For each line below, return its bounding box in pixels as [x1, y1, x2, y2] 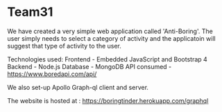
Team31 [7, 4, 53, 20]
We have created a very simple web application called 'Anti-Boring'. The [7, 27, 213, 35]
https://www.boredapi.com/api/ [7, 70, 97, 78]
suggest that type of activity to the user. [7, 41, 121, 50]
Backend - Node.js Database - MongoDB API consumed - [7, 62, 172, 71]
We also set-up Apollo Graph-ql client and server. [7, 83, 149, 91]
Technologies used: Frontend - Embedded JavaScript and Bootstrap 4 [7, 55, 208, 63]
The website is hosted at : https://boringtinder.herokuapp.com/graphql [7, 96, 209, 104]
